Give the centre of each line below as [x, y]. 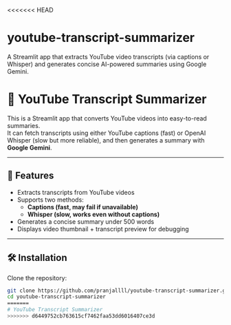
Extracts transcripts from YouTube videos [76, 192]
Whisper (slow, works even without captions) [93, 214]
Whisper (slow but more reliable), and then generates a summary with [106, 140]
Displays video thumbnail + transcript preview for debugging [103, 229]
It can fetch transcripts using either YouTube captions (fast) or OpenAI [107, 133]
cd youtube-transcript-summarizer [57, 297]
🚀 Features [31, 176]
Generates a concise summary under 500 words [86, 221]
